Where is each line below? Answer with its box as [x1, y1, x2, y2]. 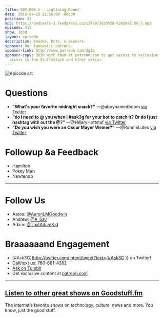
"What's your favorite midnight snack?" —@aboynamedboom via [12, 104, 147, 110]
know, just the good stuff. [5, 307, 56, 313]
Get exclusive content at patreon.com [12, 271, 88, 276]
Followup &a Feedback [5, 147, 99, 158]
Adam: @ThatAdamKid [12, 222, 59, 228]
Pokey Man [12, 168, 35, 174]
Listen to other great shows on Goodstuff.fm [5, 289, 143, 297]
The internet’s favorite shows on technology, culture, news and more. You [5, 302, 153, 308]
